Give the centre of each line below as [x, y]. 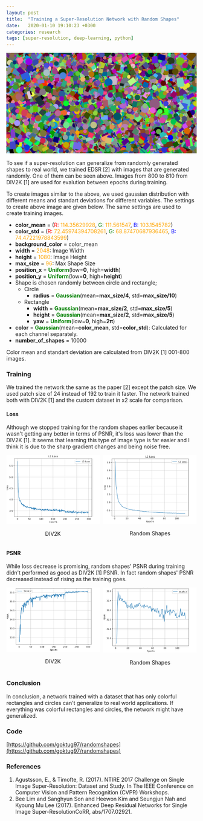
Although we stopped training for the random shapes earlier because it [95, 427]
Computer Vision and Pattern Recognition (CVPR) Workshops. [92, 793]
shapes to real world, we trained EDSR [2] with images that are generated [98, 169]
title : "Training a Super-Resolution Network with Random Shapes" [93, 19]
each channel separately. [46, 334]
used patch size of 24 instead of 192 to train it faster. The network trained [98, 394]
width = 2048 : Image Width [50, 250]
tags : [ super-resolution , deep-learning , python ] [70, 38]
